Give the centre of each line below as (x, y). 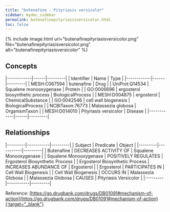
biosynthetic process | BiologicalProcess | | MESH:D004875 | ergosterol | (83, 95)
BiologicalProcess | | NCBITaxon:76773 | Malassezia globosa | (71, 106)
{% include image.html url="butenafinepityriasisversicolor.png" (72, 39)
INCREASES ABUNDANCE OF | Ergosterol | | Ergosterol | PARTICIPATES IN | (85, 167)
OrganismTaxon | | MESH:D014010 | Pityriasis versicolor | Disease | (76, 111)
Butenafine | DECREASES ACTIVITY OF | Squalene (100, 150)
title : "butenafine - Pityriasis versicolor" (55, 10)
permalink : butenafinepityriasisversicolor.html (58, 20)
